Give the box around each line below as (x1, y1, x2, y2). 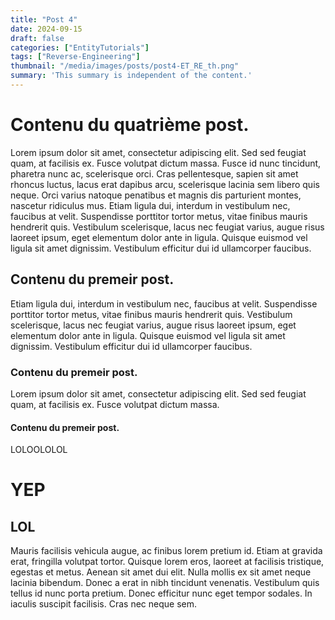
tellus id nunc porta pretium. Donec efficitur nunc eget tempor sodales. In (10, 587, 313, 600)
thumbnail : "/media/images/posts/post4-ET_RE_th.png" (10, 61, 240, 71)
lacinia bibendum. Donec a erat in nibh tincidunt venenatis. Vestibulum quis (10, 577, 320, 589)
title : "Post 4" (10, 14, 78, 25)
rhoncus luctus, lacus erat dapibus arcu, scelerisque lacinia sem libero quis (10, 178, 320, 190)
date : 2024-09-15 (10, 24, 83, 34)
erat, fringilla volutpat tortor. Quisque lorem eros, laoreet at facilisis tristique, (10, 556, 325, 568)
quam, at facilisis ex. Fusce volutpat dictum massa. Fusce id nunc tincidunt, (10, 157, 322, 169)
